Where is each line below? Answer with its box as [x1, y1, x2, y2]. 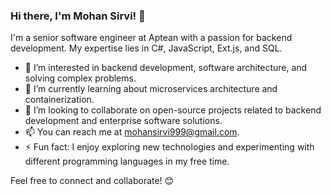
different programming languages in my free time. [24, 155, 230, 168]
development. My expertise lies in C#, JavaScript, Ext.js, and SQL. [10, 42, 283, 54]
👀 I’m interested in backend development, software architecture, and [24, 62, 308, 74]
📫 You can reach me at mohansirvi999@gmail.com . [24, 126, 240, 138]
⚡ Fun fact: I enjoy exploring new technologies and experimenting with [24, 141, 315, 153]
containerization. [24, 94, 95, 106]
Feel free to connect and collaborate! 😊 [10, 175, 175, 187]
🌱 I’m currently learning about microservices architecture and [24, 83, 278, 95]
